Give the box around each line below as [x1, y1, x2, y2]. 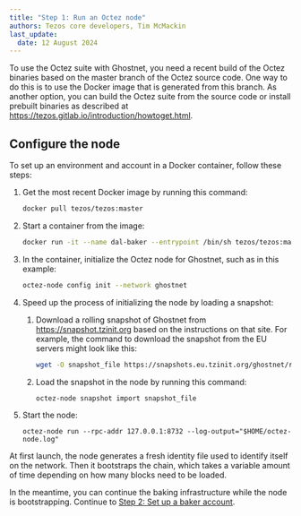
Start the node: [21, 409, 78, 421]
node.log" [21, 435, 60, 444]
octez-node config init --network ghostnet [21, 280, 188, 289]
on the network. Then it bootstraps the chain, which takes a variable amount [9, 460, 291, 471]
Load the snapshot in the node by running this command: [35, 376, 247, 387]
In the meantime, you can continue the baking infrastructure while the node [9, 487, 288, 498]
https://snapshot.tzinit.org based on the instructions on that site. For [35, 323, 288, 334]
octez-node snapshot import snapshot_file [35, 393, 197, 403]
